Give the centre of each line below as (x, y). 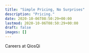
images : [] (16, 32)
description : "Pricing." (30, 14)
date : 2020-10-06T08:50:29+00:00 (38, 18)
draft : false (18, 28)
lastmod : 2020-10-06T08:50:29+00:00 (42, 23)
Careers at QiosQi (23, 46)
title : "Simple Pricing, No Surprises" (45, 9)
